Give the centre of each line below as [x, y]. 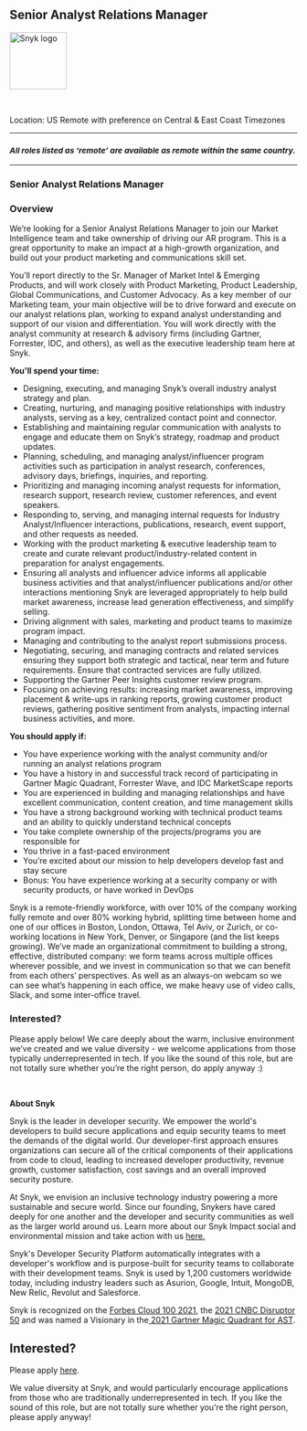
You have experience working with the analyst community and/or [145, 754]
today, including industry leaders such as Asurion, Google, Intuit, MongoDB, [152, 1282]
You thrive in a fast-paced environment [96, 851]
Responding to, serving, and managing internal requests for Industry [151, 514]
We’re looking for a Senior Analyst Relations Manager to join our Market [144, 228]
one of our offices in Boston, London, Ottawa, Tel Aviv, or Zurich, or [136, 927]
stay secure [45, 871]
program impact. [54, 631]
